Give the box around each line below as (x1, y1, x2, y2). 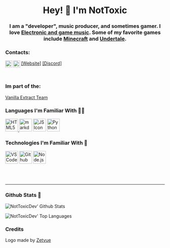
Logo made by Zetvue (5, 237, 52, 243)
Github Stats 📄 (5, 192, 41, 199)
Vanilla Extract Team (5, 94, 48, 100)
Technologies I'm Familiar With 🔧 (5, 139, 88, 146)
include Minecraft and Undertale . (44, 35, 126, 43)
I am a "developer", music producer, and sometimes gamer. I (9, 23, 161, 30)
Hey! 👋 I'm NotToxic (42, 5, 127, 16)
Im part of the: (5, 83, 41, 90)
